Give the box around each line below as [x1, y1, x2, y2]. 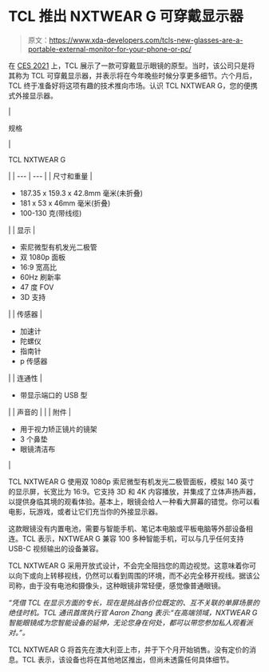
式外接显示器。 [8, 90, 57, 100]
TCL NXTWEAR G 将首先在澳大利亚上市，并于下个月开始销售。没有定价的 [8, 645, 250, 654]
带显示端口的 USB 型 [19, 390, 88, 400]
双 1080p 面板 [19, 252, 66, 262]
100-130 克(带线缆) [19, 208, 82, 218]
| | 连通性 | [8, 373, 42, 382]
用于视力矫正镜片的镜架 [19, 424, 97, 434]
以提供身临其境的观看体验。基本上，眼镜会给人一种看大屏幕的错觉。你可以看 [8, 497, 260, 506]
